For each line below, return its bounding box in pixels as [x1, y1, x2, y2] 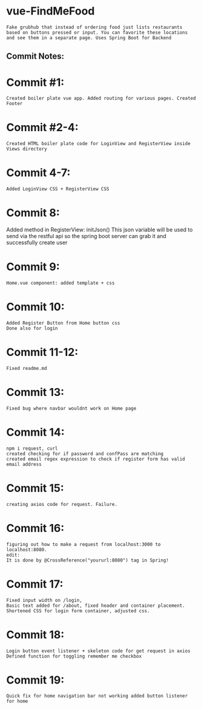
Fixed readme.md [6, 365, 47, 371]
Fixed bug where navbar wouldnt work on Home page [6, 405, 137, 412]
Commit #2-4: [6, 121, 79, 134]
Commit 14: [6, 426, 65, 439]
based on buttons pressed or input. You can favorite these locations [6, 29, 188, 36]
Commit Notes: [6, 51, 65, 62]
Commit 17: [6, 577, 64, 591]
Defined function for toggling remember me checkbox [6, 653, 142, 659]
